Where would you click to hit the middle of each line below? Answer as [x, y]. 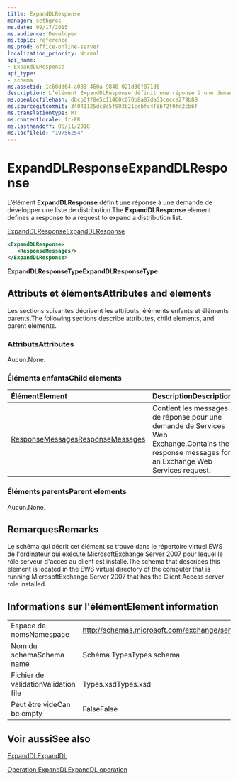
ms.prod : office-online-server [53, 47]
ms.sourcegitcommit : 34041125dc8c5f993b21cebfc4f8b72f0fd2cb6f [103, 106]
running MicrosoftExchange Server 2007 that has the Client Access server [116, 577]
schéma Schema [38, 655]
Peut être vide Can [41, 705]
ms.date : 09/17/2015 [38, 27]
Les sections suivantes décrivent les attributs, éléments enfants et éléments [118, 310]
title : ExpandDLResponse [44, 14]
